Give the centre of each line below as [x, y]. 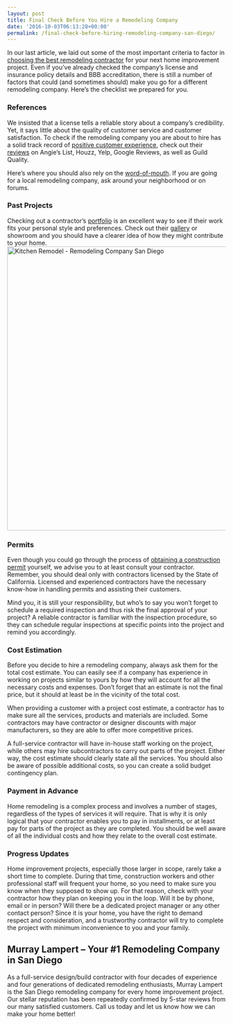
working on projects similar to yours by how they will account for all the [109, 680]
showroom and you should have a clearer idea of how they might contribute [115, 235]
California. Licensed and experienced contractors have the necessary [107, 582]
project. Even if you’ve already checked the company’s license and [103, 67]
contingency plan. [33, 773]
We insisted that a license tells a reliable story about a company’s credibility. [116, 123]
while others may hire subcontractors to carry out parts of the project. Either [116, 751]
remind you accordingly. [42, 632]
